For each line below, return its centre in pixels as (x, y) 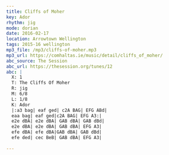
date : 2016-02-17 (28, 34)
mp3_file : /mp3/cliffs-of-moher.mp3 (51, 50)
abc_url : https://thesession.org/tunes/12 (59, 66)
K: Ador (21, 105)
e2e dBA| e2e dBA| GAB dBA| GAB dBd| (58, 121)
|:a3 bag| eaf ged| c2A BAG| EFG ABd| (60, 110)
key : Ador (18, 17)
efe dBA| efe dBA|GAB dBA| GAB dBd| (57, 132)
